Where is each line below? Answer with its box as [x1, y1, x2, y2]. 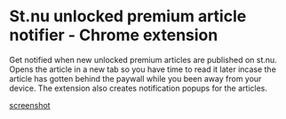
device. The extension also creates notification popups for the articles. [9, 83, 268, 93]
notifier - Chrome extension [9, 25, 218, 45]
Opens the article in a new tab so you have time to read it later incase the [9, 64, 277, 75]
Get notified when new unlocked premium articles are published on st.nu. [9, 54, 277, 65]
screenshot [9, 99, 51, 110]
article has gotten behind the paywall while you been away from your [9, 73, 262, 83]
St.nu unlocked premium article [9, 6, 247, 27]
